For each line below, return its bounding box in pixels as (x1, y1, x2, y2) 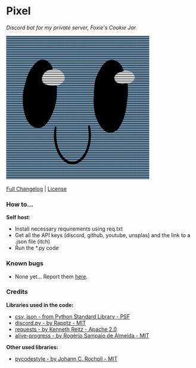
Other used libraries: (6, 344, 58, 351)
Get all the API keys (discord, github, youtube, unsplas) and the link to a (14, 232, 191, 239)
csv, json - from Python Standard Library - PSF (14, 312, 130, 320)
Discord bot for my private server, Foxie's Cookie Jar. (6, 24, 137, 31)
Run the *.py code (14, 244, 59, 252)
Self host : (6, 214, 31, 221)
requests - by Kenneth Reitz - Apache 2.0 (14, 326, 117, 333)
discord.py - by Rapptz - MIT (14, 319, 86, 326)
